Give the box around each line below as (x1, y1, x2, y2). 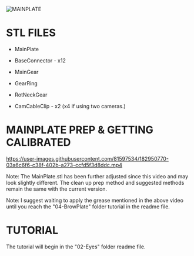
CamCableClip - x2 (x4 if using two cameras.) (14, 102, 126, 109)
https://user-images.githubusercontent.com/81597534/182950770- (6, 155, 169, 162)
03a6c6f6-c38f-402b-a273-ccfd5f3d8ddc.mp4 (6, 161, 122, 168)
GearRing (14, 79, 38, 87)
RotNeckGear (14, 91, 48, 98)
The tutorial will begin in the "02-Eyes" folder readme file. (6, 243, 146, 250)
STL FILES (6, 26, 56, 39)
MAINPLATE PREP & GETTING (6, 124, 154, 137)
